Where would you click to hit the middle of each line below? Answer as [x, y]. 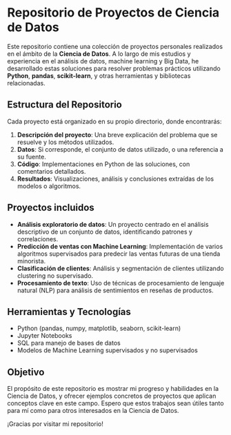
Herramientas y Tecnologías [69, 312]
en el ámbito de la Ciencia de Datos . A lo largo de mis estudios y [99, 54]
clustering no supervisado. [55, 275]
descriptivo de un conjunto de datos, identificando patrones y [105, 232]
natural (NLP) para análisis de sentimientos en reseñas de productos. [115, 290]
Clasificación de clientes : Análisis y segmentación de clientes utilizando [120, 268]
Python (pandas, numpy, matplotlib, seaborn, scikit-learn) [99, 328]
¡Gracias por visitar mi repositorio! [55, 424]
